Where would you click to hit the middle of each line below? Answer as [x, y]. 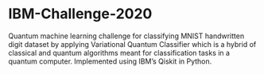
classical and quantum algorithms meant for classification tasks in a [119, 53]
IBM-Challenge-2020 [80, 14]
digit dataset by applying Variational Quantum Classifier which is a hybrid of [132, 44]
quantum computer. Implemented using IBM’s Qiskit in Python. [110, 61]
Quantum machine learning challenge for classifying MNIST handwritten [126, 36]
